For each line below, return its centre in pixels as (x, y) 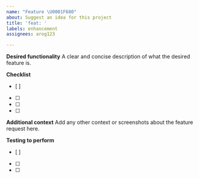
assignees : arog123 (31, 34)
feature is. (19, 63)
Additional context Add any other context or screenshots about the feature (100, 122)
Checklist (19, 75)
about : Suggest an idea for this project (59, 17)
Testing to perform (30, 140)
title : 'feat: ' (27, 23)
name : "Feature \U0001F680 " (42, 12)
